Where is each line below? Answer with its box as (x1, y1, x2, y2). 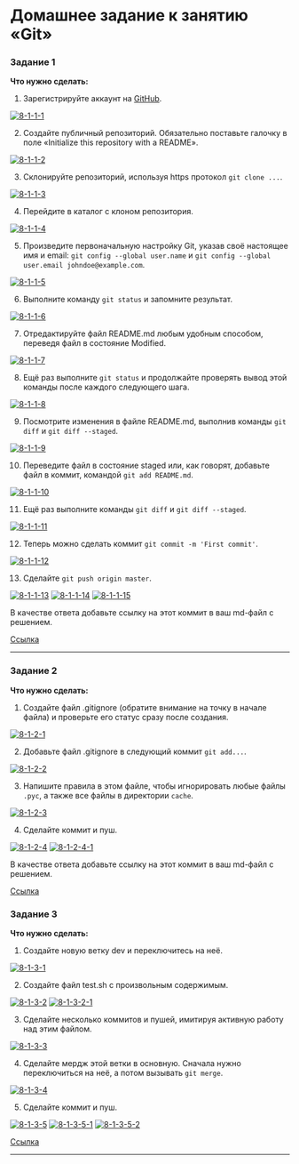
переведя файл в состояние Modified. (22, 338, 167, 349)
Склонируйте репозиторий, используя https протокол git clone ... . (22, 172, 283, 182)
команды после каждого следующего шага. (22, 381, 190, 392)
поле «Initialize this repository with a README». (22, 137, 199, 148)
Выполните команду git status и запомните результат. (22, 294, 233, 305)
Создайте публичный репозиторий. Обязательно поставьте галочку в (22, 128, 287, 139)
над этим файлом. (22, 1024, 92, 1034)
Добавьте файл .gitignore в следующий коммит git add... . (22, 746, 247, 757)
